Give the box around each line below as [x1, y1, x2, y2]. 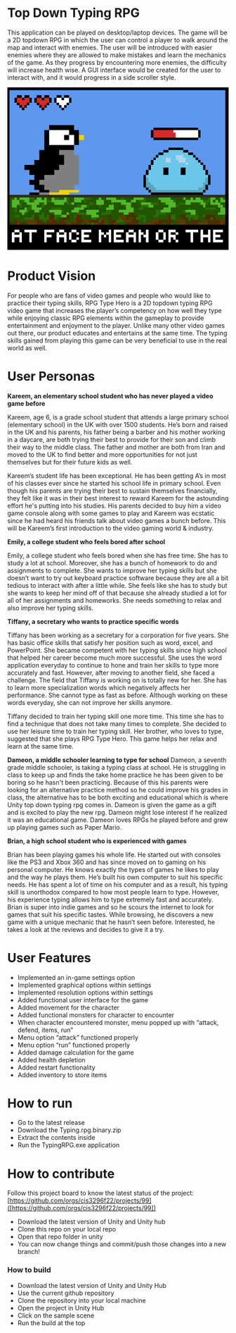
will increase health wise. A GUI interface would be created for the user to [7, 66, 221, 74]
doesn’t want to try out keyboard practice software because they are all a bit [7, 573, 229, 582]
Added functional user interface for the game [17, 995, 149, 1004]
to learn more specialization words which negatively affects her [7, 683, 191, 692]
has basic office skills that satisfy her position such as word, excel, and [7, 638, 213, 646]
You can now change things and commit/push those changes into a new [17, 1240, 227, 1248]
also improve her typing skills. [7, 603, 93, 612]
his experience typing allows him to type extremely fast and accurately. [7, 895, 214, 904]
